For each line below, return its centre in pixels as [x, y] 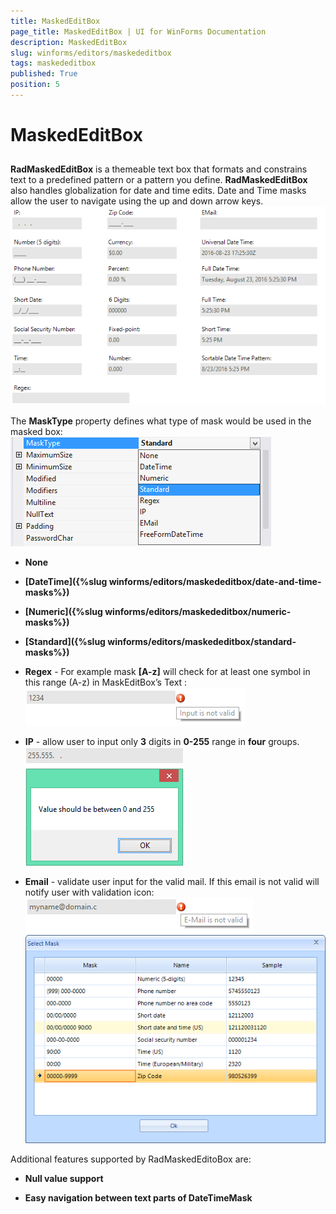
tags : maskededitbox [53, 63]
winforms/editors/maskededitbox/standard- [202, 642]
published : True [44, 74]
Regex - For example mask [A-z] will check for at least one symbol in [167, 672]
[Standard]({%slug [65, 642]
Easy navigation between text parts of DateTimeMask [138, 1198]
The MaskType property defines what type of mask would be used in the [161, 421]
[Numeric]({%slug [63, 612]
